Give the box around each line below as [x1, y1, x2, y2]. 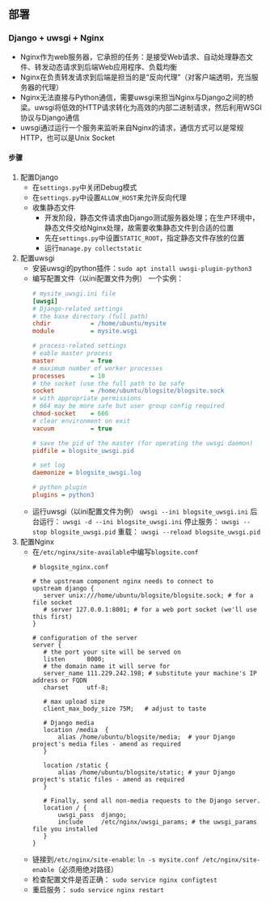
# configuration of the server [32, 633, 138, 642]
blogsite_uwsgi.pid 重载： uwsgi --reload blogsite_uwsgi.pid [50, 527, 261, 536]
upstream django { [32, 584, 95, 592]
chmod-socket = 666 [32, 409, 109, 418]
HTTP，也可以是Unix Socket [19, 133, 116, 142]
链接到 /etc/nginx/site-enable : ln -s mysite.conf [32, 854, 200, 864]
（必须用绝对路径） [53, 864, 119, 874]
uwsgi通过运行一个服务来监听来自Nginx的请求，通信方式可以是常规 [19, 122, 244, 132]
